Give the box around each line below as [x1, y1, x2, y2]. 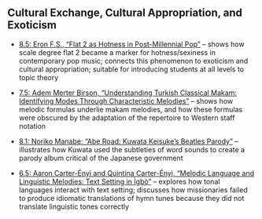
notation [18, 121, 46, 130]
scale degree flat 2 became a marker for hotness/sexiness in [18, 47, 216, 57]
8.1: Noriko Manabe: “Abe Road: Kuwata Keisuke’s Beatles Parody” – [18, 137, 239, 146]
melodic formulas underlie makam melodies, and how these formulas [18, 104, 243, 114]
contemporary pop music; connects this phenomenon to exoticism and [18, 56, 249, 65]
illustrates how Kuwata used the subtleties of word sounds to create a [18, 144, 245, 154]
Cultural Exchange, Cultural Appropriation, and [7, 6, 243, 20]
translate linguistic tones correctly [18, 202, 130, 211]
